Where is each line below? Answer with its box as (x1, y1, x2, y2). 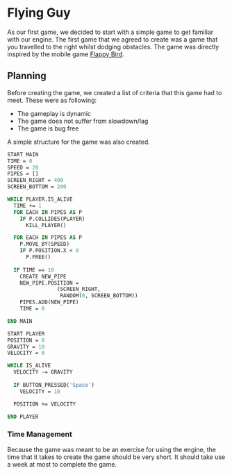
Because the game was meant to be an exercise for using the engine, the (7, 445, 217, 453)
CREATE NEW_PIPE (19, 273, 67, 280)
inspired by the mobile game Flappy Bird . (7, 50, 125, 58)
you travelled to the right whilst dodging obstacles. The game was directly (7, 42, 219, 51)
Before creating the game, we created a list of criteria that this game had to (7, 88, 222, 97)
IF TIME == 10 (13, 266, 54, 274)
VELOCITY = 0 (7, 349, 45, 357)
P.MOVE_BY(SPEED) (19, 241, 70, 248)
